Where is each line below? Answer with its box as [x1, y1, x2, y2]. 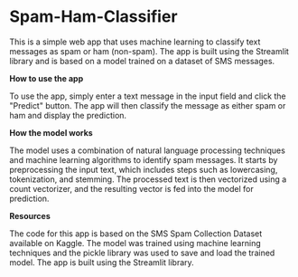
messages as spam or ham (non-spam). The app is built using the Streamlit [9, 45, 289, 56]
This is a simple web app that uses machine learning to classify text [9, 36, 261, 47]
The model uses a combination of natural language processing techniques [9, 145, 286, 156]
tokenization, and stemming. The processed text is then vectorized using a [9, 174, 287, 185]
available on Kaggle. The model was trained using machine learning [9, 237, 261, 248]
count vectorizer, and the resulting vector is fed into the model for [9, 183, 255, 194]
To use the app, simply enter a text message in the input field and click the [9, 91, 286, 101]
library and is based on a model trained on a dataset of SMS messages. [9, 55, 275, 66]
